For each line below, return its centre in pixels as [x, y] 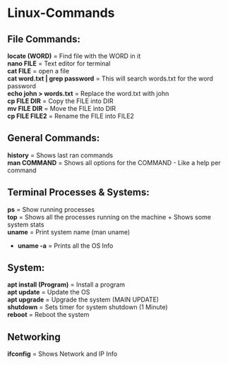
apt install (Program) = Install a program [66, 285]
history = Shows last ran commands [60, 155]
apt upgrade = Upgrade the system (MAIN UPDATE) [83, 300]
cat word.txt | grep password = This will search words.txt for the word [110, 78]
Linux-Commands [61, 13]
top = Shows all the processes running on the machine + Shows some [109, 217]
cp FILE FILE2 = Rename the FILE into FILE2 [71, 116]
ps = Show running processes [51, 209]
